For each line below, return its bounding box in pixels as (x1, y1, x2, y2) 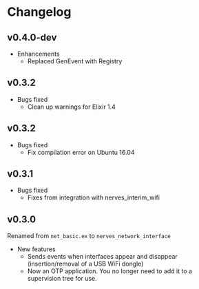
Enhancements (17, 50, 60, 58)
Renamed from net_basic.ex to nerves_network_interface (7, 232, 171, 240)
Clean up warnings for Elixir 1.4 (27, 103, 116, 111)
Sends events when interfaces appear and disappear (27, 253, 178, 261)
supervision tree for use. (27, 275, 98, 283)
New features (17, 245, 56, 253)
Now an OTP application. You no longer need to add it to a (27, 267, 193, 275)
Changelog (7, 4, 72, 20)
